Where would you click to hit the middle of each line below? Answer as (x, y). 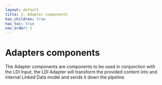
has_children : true (25, 19)
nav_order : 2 (19, 28)
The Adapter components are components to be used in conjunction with (80, 67)
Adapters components (53, 53)
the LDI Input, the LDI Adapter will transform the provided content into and (81, 72)
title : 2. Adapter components (37, 14)
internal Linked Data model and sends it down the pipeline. (65, 77)
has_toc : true (20, 24)
